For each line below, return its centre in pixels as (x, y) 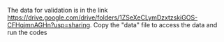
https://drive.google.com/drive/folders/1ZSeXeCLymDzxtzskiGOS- (103, 17)
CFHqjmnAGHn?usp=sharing (49, 25)
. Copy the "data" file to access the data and (154, 25)
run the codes (27, 32)
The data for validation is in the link (58, 10)
